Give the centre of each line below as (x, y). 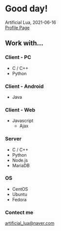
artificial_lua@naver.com (30, 223)
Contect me (19, 212)
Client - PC (18, 58)
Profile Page (17, 27)
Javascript (23, 121)
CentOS (20, 189)
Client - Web (20, 110)
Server (13, 139)
